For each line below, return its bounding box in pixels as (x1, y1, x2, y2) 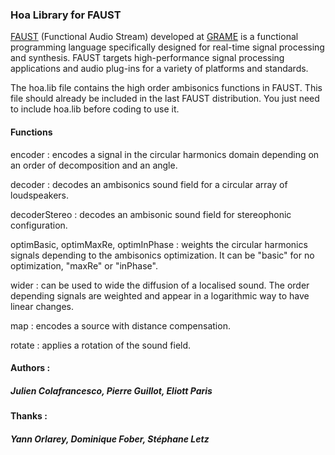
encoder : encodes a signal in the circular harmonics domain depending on (10, 148, 320, 160)
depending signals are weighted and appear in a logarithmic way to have (10, 289, 310, 302)
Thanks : (10, 410, 48, 422)
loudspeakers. (10, 189, 69, 201)
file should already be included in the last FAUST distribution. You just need (10, 93, 320, 105)
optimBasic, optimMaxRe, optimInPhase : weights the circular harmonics (10, 238, 308, 250)
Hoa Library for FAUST (10, 8, 122, 22)
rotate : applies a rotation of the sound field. (10, 339, 192, 351)
